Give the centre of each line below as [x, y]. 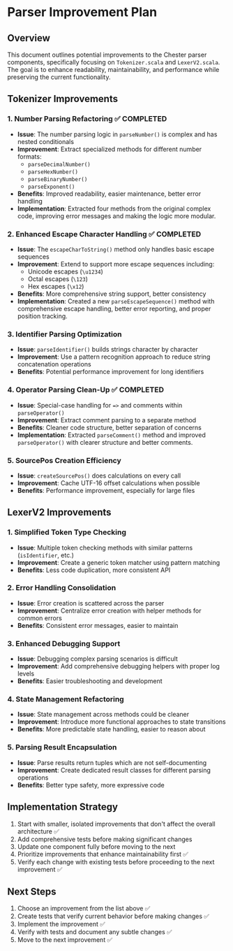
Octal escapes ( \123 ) [58, 279]
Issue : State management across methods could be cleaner [103, 715]
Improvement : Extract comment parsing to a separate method [107, 420]
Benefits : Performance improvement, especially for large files [106, 490]
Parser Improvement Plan [82, 12]
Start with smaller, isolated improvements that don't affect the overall [116, 824]
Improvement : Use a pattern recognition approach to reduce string [114, 357]
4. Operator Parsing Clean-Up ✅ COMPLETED [85, 390]
